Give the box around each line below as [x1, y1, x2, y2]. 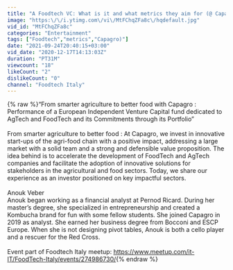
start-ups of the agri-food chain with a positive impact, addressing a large [7, 137, 218, 146]
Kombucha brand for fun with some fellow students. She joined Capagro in [7, 211, 221, 219]
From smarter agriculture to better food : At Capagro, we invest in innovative [7, 130, 225, 138]
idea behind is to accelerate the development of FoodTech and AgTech [7, 152, 210, 160]
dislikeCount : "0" [7, 74, 60, 82]
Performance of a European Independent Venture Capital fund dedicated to [7, 108, 223, 116]
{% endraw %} [115, 255, 158, 264]
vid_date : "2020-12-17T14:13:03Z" [7, 49, 107, 56]
